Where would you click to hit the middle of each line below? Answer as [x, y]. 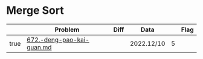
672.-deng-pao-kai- [58, 40]
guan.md [39, 47]
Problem [67, 29]
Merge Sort [35, 11]
